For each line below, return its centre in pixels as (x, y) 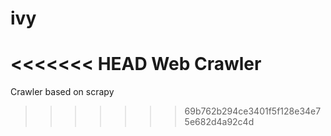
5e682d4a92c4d (219, 122)
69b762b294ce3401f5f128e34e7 (253, 111)
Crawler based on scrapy (62, 92)
